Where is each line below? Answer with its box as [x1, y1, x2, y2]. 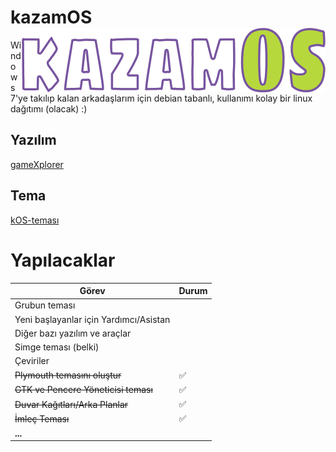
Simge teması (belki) [14, 341, 100, 353]
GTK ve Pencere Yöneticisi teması [14, 384, 153, 396]
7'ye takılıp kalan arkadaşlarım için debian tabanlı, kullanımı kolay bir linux [10, 92, 313, 104]
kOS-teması [10, 214, 60, 226]
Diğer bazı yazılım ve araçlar [14, 327, 132, 339]
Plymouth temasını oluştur [14, 369, 122, 381]
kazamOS [10, 6, 93, 29]
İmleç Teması [14, 412, 70, 425]
